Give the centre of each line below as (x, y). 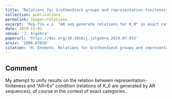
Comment (21, 68)
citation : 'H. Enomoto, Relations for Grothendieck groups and (74, 48)
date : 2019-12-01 (24, 29)
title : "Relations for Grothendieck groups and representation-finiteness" (88, 10)
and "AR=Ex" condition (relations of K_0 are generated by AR (91, 86)
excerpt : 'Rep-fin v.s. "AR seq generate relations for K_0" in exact (82, 24)
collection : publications (33, 15)
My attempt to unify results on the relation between (59, 80)
